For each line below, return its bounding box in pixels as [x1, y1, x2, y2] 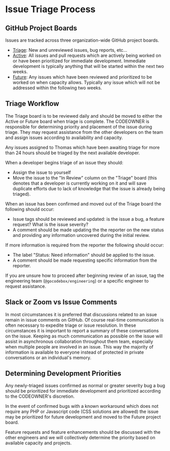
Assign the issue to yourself [12, 169, 71, 176]
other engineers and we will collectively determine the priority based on [5, 435, 156, 441]
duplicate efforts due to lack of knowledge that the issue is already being [12, 185, 165, 191]
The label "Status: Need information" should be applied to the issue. [12, 252, 155, 258]
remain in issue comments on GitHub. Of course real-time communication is [5, 317, 164, 323]
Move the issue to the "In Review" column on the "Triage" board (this [12, 175, 157, 181]
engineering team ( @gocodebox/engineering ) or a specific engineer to [5, 277, 149, 284]
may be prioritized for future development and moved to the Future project [5, 414, 161, 420]
